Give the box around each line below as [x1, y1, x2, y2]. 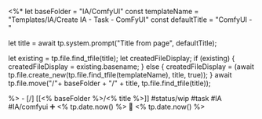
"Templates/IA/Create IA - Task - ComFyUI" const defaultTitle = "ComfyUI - [8, 15, 253, 24]
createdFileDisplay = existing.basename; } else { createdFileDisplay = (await [8, 62, 255, 71]
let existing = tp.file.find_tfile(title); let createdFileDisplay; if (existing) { [8, 54, 235, 63]
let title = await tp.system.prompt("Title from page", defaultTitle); [8, 38, 217, 48]
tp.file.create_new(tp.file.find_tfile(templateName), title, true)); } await [8, 70, 233, 79]
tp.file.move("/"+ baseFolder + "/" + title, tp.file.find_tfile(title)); [8, 78, 211, 88]
